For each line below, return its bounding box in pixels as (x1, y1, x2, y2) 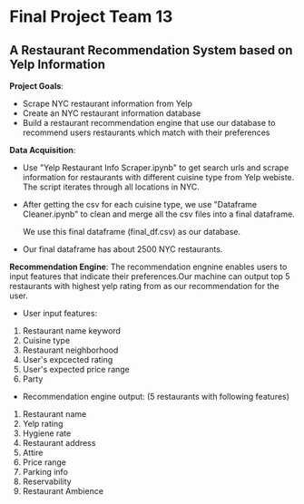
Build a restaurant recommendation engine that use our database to (22, 118, 276, 128)
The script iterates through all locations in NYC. (22, 181, 200, 192)
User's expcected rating (22, 354, 113, 364)
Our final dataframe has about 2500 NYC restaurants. (22, 244, 223, 255)
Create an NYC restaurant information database (22, 108, 201, 119)
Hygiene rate (22, 428, 72, 439)
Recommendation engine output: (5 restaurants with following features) (22, 392, 290, 402)
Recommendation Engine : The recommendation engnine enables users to (9, 261, 288, 272)
